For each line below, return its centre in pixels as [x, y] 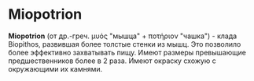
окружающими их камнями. [55, 69]
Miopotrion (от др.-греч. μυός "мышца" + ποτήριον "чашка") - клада [123, 36]
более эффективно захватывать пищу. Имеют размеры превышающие [127, 52]
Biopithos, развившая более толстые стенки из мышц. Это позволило [125, 44]
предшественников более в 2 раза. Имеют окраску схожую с [112, 61]
